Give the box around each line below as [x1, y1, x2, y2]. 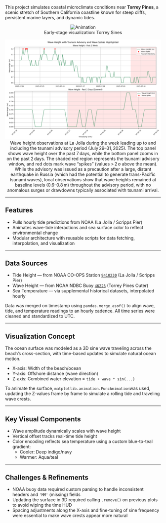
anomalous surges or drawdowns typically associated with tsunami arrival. [7, 187, 159, 193]
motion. [5, 356, 21, 362]
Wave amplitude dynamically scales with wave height [12, 428, 121, 434]
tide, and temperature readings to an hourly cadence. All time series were [5, 308, 155, 314]
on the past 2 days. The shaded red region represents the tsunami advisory [6, 156, 160, 161]
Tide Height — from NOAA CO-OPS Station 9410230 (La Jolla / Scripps [12, 272, 155, 278]
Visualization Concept [5, 332, 75, 340]
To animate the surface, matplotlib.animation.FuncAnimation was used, [5, 385, 151, 392]
